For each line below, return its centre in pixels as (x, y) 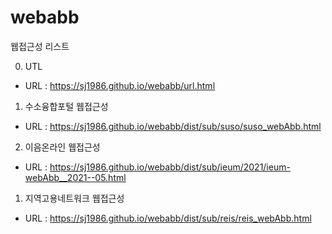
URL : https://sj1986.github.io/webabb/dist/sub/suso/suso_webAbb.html (173, 126)
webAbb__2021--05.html (75, 177)
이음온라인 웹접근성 (62, 147)
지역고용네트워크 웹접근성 (74, 198)
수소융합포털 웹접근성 (66, 106)
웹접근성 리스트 (40, 46)
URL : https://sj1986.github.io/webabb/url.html (120, 85)
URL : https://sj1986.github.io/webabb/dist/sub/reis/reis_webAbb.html (168, 218)
